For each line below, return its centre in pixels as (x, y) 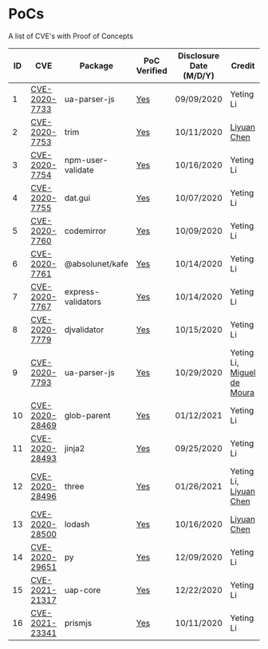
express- (82, 291)
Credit (243, 65)
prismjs (78, 623)
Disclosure (199, 55)
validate (79, 170)
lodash (77, 524)
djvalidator (84, 330)
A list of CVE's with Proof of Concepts (71, 36)
